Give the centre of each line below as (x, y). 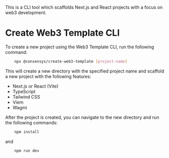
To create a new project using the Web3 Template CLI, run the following (80, 47)
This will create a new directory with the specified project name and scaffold (85, 71)
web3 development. (26, 13)
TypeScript (24, 91)
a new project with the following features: (48, 76)
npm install (27, 132)
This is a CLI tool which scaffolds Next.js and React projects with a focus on (84, 7)
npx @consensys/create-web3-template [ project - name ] (71, 61)
